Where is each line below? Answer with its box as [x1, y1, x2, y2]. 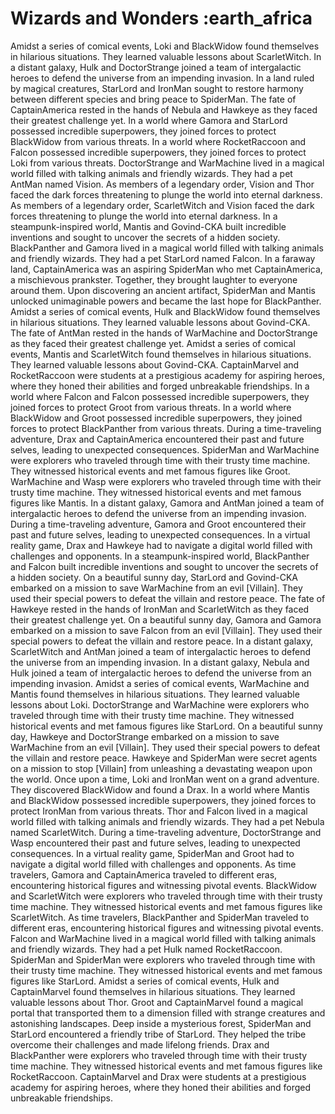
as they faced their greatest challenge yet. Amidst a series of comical [10, 337, 296, 349]
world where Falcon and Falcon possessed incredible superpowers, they [10, 390, 310, 402]
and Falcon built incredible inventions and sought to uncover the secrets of [10, 560, 319, 572]
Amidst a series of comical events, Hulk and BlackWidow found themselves [10, 305, 321, 317]
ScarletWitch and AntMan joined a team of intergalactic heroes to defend [10, 645, 311, 657]
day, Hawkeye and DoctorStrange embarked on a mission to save [10, 730, 280, 742]
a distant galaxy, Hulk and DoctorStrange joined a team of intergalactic [10, 61, 302, 73]
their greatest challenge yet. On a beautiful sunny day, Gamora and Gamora [10, 613, 322, 626]
